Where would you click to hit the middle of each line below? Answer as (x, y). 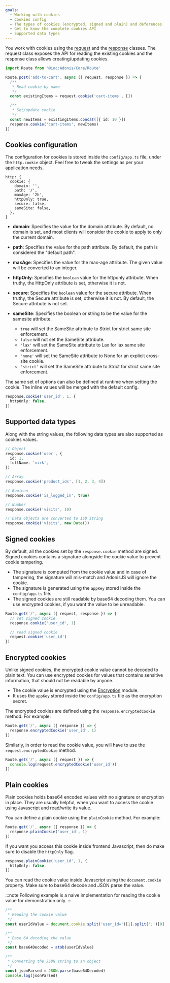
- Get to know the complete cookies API (53, 29)
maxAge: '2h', (29, 195)
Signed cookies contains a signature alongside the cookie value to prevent (83, 556)
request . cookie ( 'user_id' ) (38, 637)
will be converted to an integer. (45, 268)
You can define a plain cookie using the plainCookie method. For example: (83, 818)
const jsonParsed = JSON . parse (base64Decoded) (55, 971)
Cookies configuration (41, 145)
